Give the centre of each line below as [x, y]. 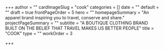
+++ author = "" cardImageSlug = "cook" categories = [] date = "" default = [82, 7]
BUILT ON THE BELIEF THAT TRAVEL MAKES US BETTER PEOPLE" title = [80, 28]
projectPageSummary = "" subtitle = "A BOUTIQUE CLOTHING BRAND [77, 23]
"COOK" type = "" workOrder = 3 [39, 33]
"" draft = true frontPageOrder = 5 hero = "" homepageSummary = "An [77, 12]
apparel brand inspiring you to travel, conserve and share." [65, 18]
